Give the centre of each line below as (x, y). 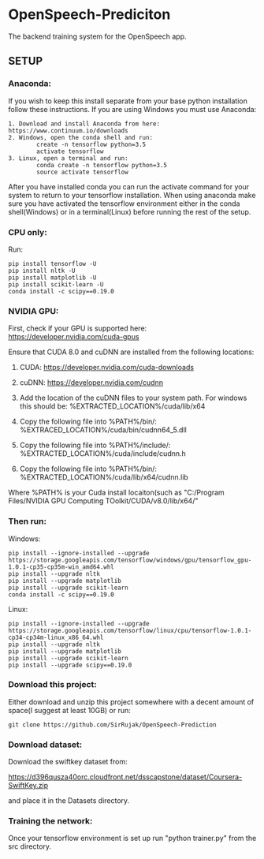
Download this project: (52, 685)
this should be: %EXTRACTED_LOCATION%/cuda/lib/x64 (112, 406)
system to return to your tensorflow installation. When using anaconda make (132, 195)
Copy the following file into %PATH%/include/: (95, 445)
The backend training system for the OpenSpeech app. (97, 36)
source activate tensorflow (82, 172)
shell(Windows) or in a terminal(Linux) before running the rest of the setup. (130, 211)
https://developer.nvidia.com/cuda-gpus (74, 337)
